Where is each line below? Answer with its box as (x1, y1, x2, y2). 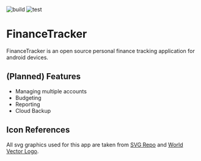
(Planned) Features (6, 71, 81, 82)
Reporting (15, 101, 41, 108)
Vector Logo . (6, 147, 39, 155)
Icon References (6, 125, 70, 135)
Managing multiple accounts (15, 87, 87, 95)
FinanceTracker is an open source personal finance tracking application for (6, 47, 196, 54)
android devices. (6, 54, 49, 61)
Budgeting (15, 94, 42, 101)
